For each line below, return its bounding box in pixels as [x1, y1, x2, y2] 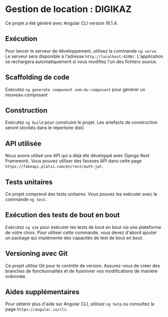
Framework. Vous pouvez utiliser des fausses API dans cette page [5, 158, 142, 164]
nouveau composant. [5, 92, 49, 98]
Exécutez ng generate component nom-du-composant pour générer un [5, 86, 145, 92]
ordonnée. [5, 273, 27, 279]
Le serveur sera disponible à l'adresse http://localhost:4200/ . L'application [5, 53, 163, 59]
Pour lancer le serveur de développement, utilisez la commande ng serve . [5, 48, 157, 54]
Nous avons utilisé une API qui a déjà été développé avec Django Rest [5, 153, 149, 159]
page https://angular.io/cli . [5, 306, 68, 312]
